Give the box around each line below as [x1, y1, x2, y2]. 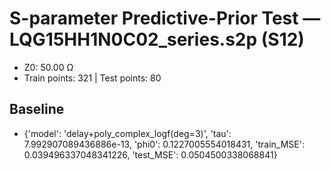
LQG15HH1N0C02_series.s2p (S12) [9, 28, 305, 51]
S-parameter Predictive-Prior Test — [9, 7, 321, 30]
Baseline [9, 101, 65, 118]
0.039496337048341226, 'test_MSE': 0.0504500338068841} [23, 148, 278, 161]
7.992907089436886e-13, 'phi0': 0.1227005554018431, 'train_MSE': [23, 138, 305, 150]
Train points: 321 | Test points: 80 [23, 72, 162, 84]
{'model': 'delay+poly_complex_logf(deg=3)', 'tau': [23, 127, 232, 139]
